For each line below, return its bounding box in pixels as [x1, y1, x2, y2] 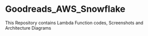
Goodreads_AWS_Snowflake [5, 3, 126, 15]
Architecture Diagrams [5, 25, 51, 31]
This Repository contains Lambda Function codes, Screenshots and [5, 20, 144, 26]
